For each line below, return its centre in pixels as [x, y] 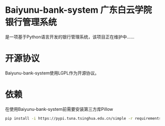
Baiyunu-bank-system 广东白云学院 [79, 10]
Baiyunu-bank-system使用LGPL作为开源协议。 [52, 73]
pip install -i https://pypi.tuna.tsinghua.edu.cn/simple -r [69, 118]
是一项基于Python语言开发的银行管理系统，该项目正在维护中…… [70, 37]
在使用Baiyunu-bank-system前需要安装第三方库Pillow [59, 109]
